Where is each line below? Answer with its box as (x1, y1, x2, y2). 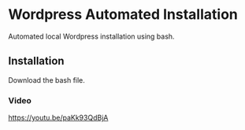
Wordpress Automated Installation (8, 6, 238, 24)
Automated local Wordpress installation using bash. (8, 32, 175, 41)
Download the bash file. (8, 75, 85, 84)
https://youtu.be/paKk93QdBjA (8, 113, 109, 123)
